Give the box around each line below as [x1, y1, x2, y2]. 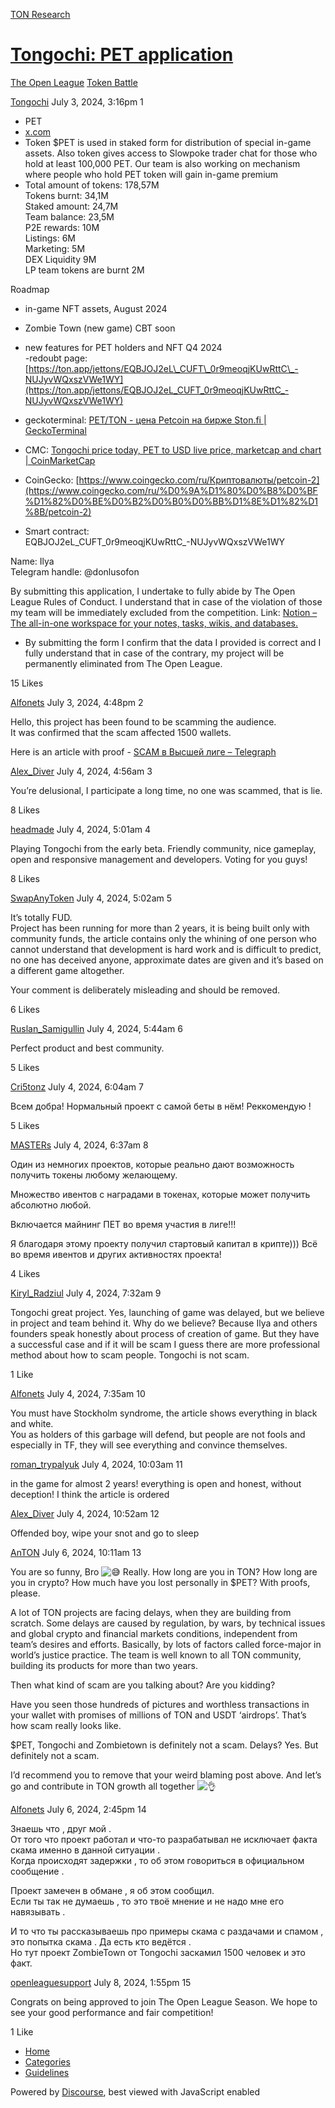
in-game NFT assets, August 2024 [24, 302, 168, 314]
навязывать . [10, 1905, 66, 1918]
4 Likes [10, 1267, 41, 1279]
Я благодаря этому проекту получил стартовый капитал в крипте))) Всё [10, 1237, 318, 1249]
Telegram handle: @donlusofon [10, 565, 140, 578]
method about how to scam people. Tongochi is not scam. [10, 1349, 250, 1361]
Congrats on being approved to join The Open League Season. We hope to [10, 1995, 318, 2008]
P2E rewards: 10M [24, 221, 100, 233]
